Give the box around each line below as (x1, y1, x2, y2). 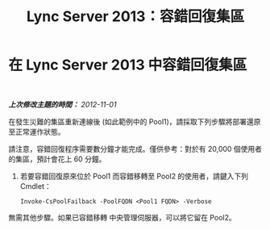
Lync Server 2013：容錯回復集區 (27, 7, 244, 26)
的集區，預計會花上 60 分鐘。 (8, 154, 106, 164)
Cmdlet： (19, 181, 52, 190)
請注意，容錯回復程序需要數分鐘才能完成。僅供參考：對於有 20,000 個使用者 (8, 144, 263, 153)
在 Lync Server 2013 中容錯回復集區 (8, 56, 247, 74)
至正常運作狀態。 (8, 127, 65, 136)
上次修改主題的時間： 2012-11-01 (8, 99, 117, 109)
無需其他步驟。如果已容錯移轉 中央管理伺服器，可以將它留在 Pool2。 (8, 212, 236, 222)
